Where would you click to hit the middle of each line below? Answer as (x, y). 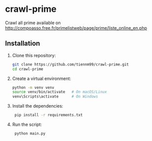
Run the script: (27, 124)
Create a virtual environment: (41, 78)
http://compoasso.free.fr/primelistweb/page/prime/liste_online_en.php (76, 28)
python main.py (30, 134)
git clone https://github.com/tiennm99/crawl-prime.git (70, 64)
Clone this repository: (34, 55)
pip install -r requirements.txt (49, 115)
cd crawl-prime (28, 69)
